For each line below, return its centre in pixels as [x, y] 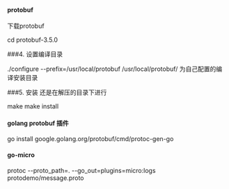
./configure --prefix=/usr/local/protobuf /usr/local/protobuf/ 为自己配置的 [112, 69]
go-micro [21, 155]
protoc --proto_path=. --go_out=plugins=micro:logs [81, 170]
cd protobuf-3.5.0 [32, 40]
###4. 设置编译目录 [35, 54]
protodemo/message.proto [46, 178]
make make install [33, 106]
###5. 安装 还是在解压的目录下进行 [57, 92]
